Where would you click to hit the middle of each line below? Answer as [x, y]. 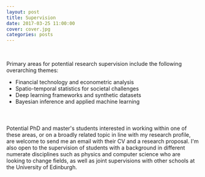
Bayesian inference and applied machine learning [77, 102]
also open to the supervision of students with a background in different [96, 148]
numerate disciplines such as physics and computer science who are [93, 154]
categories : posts [30, 35]
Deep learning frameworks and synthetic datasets [78, 95]
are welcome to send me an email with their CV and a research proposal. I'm [102, 142]
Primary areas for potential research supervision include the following [94, 64]
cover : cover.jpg [28, 29]
